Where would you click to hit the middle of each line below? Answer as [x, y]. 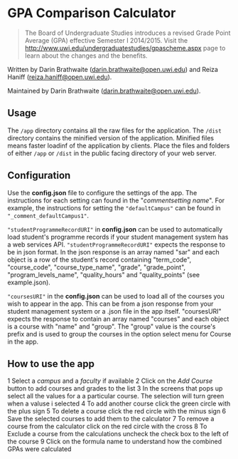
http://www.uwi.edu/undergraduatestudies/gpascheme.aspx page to [125, 48]
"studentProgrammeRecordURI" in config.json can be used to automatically [115, 229]
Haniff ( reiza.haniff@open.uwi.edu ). [60, 77]
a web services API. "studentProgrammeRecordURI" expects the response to [117, 244]
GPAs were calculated [39, 449]
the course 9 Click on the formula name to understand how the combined [115, 442]
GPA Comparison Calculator [92, 13]
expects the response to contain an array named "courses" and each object [118, 319]
